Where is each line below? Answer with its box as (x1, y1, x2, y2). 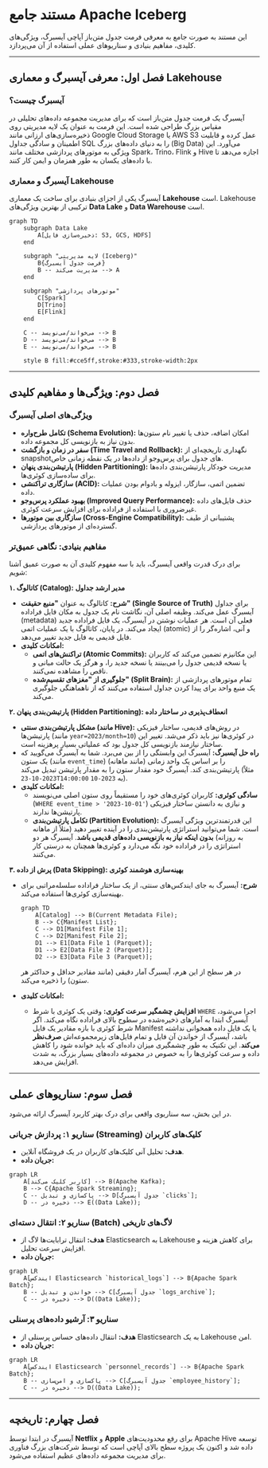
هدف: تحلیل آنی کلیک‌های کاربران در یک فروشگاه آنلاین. (20, 1147, 184, 1156)
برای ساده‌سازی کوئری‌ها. (20, 470, 96, 480)
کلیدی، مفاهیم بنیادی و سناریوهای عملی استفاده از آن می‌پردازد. (9, 40, 196, 49)
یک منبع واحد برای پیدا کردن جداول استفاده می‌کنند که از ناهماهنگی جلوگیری (32, 683, 256, 693)
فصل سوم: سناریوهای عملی (9, 1088, 133, 1101)
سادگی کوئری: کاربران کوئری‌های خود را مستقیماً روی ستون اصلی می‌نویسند (32, 790, 258, 799)
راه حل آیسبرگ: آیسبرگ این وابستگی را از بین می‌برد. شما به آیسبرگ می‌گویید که (20, 748, 259, 757)
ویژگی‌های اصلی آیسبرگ (9, 410, 92, 421)
